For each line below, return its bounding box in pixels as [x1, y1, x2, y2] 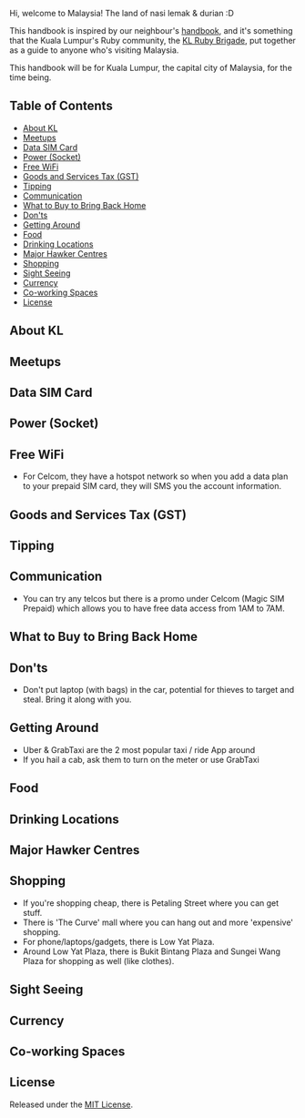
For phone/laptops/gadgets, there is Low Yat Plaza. [22, 936, 216, 947]
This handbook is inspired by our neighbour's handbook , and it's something [9, 25, 293, 36]
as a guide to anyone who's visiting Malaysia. [9, 45, 179, 56]
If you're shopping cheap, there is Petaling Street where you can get [22, 897, 280, 909]
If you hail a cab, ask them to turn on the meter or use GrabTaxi [22, 754, 259, 765]
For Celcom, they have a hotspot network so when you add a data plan [22, 471, 289, 482]
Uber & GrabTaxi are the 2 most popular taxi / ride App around [22, 744, 256, 755]
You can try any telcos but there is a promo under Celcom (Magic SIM [22, 593, 285, 604]
